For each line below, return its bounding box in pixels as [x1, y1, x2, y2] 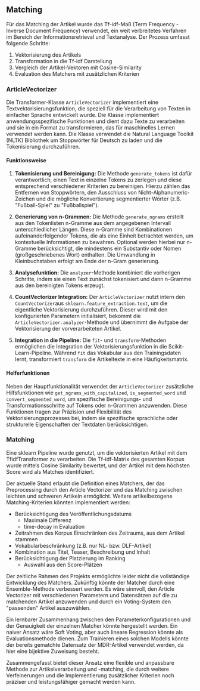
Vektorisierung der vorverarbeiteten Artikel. [14, 325, 121, 332]
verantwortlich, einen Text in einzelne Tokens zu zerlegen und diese [14, 176, 182, 184]
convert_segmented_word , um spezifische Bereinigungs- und [6, 395, 152, 402]
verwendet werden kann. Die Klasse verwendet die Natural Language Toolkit [6, 131, 194, 138]
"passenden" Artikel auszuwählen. [6, 604, 91, 611]
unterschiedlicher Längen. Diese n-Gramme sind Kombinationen [14, 226, 173, 233]
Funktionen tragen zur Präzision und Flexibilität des [6, 408, 132, 415]
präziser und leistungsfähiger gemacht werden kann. [6, 678, 136, 685]
